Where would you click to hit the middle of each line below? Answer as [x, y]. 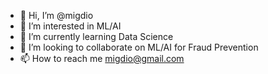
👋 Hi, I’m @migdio [56, 15]
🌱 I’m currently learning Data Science [96, 36]
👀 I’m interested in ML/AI [70, 26]
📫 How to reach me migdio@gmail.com [102, 58]
